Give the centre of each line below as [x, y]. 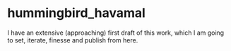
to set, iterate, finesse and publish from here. [73, 40]
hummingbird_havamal [77, 13]
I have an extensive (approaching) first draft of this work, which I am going [116, 33]
